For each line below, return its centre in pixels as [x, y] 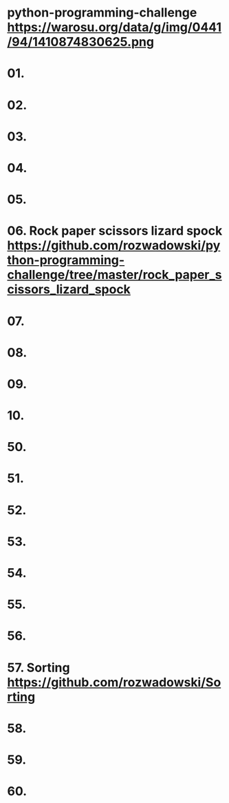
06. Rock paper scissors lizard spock [115, 231]
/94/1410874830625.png [81, 42]
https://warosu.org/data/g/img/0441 [115, 27]
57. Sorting [39, 668]
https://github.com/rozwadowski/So [114, 682]
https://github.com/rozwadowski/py [114, 246]
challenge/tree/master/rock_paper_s [115, 275]
